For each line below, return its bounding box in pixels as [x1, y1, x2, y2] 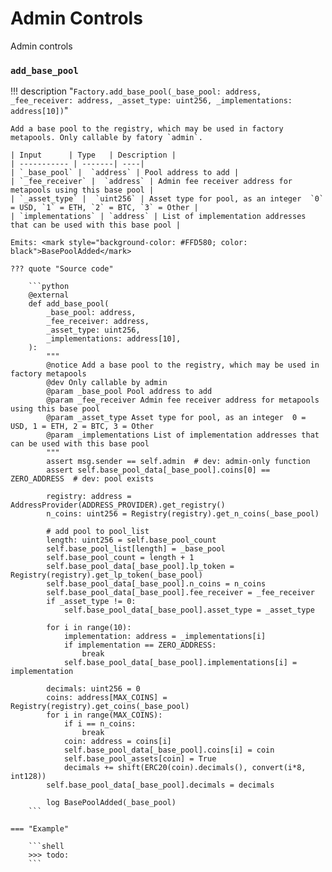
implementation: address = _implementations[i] [63, 632, 267, 642]
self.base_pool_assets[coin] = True [63, 754, 217, 764]
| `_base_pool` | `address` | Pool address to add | [10, 168, 240, 178]
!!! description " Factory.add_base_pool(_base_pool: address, [10, 85, 262, 97]
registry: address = [46, 492, 132, 502]
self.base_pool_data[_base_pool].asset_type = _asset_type [63, 605, 315, 616]
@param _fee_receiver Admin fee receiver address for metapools [46, 395, 320, 406]
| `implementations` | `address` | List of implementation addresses [10, 212, 307, 222]
